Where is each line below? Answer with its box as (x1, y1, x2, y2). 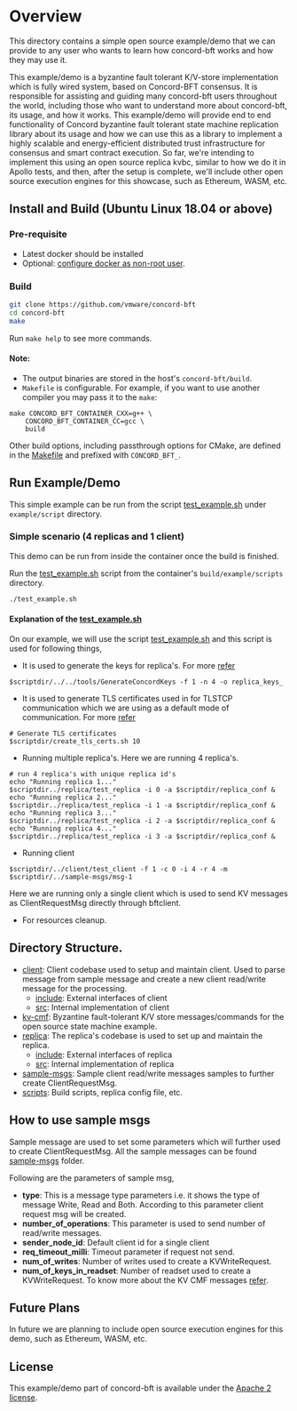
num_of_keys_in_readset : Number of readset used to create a (21, 1265, 251, 1276)
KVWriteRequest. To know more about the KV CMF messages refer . (21, 1274, 269, 1286)
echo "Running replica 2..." (9, 793, 117, 802)
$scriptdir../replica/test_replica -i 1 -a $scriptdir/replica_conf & (9, 800, 276, 810)
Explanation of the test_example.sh (9, 613, 142, 624)
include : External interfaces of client (35, 992, 168, 1003)
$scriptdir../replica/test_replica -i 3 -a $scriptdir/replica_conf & (9, 831, 276, 841)
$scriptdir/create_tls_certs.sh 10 (9, 736, 141, 746)
